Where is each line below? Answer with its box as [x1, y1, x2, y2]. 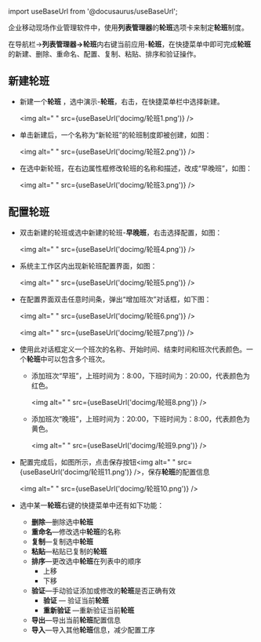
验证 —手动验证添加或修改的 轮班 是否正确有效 [31, 585, 176, 595]
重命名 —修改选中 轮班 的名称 [31, 527, 121, 536]
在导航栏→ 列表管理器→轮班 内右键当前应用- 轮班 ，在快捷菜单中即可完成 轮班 [8, 39, 252, 49]
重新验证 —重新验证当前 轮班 [42, 605, 135, 615]
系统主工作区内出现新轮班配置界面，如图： [19, 261, 158, 270]
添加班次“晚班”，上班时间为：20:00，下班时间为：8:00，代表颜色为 [31, 414, 251, 423]
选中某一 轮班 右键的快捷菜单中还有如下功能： [19, 500, 165, 509]
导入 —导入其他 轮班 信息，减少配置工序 [31, 625, 155, 634]
